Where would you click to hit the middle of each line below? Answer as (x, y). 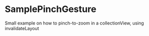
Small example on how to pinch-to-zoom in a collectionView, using (74, 23)
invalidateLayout (22, 28)
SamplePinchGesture (51, 9)
